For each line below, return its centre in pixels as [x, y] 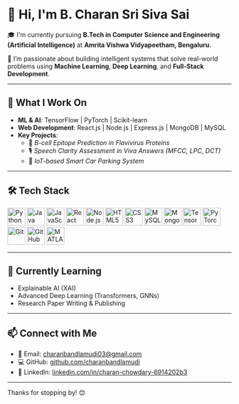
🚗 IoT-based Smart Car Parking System [86, 161]
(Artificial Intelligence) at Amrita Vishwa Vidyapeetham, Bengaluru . [109, 45]
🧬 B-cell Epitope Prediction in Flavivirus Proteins [99, 142]
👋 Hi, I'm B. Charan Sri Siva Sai [99, 15]
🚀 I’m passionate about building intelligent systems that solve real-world [113, 58]
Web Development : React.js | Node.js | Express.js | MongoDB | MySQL [122, 127]
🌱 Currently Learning [54, 271]
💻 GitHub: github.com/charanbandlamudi [79, 362]
